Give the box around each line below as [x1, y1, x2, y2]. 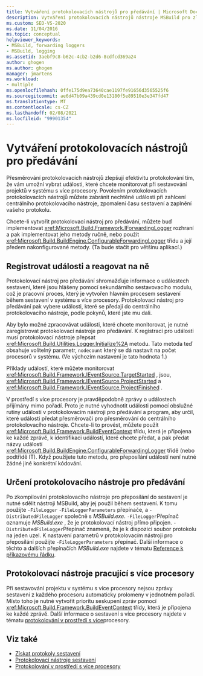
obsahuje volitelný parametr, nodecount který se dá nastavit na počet [6, 346, 176, 354]
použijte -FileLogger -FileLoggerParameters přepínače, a [6, 506, 149, 513]
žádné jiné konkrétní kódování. [6, 460, 83, 467]
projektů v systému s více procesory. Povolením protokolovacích [6, 187, 167, 194]
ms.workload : [6, 76, 39, 82]
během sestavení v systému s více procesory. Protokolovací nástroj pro [6, 296, 184, 304]
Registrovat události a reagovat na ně [6, 261, 150, 272]
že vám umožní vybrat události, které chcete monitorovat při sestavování [6, 180, 187, 188]
